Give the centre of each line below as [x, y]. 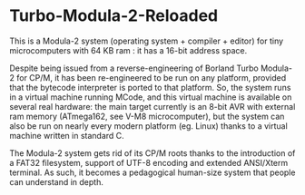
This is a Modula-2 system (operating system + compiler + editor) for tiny [147, 41]
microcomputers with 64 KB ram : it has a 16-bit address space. [128, 50]
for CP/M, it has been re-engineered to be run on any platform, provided [152, 77]
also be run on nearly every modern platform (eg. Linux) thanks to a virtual [148, 126]
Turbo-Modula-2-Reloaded [114, 16]
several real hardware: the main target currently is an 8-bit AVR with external [152, 106]
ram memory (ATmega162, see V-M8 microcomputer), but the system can [147, 116]
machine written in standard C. [67, 135]
